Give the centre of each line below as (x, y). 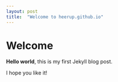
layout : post (22, 11)
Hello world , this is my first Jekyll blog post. (59, 62)
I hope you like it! (27, 73)
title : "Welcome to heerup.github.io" (55, 17)
